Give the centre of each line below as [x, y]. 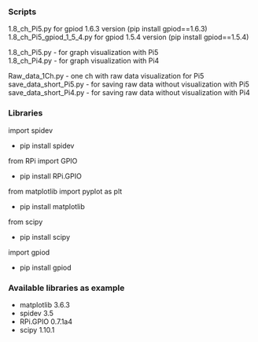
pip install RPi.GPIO [51, 176]
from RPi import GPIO [43, 160]
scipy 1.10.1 [37, 329]
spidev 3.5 [36, 313]
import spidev [31, 130]
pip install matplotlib [52, 206]
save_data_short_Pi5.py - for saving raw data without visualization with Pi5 [129, 84]
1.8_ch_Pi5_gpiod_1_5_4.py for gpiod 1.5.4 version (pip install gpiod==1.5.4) [129, 37]
